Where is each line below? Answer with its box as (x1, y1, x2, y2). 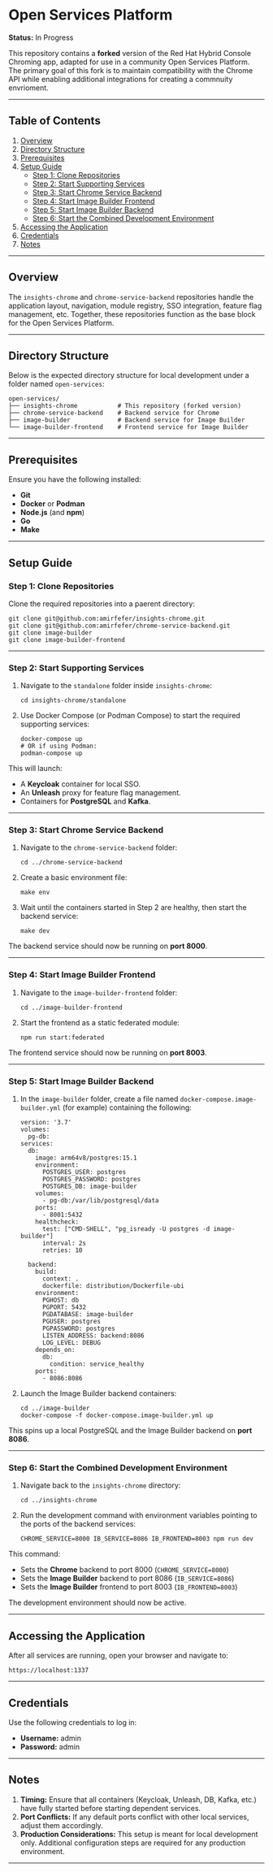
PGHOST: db (41, 1296, 80, 1305)
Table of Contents (8, 114, 102, 128)
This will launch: (8, 764, 63, 773)
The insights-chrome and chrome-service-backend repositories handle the (8, 292, 254, 301)
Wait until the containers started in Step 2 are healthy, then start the (19, 903, 247, 912)
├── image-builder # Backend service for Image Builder (8, 416, 245, 424)
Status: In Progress (8, 32, 74, 42)
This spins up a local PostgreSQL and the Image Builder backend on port (8, 1426, 253, 1436)
